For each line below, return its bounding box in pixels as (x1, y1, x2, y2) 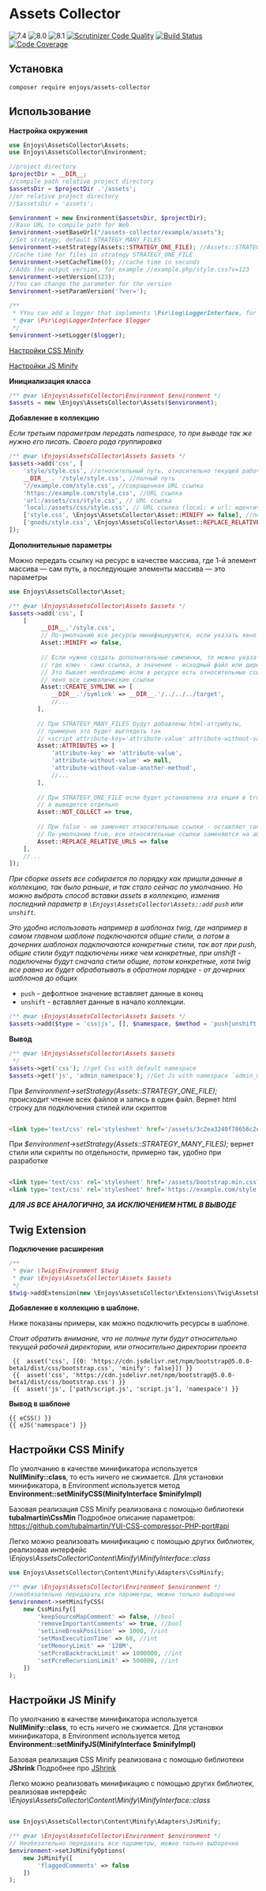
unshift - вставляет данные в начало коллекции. (20, 997, 185, 1006)
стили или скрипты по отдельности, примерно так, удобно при (9, 1147, 222, 1157)
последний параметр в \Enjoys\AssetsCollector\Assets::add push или (9, 900, 243, 909)
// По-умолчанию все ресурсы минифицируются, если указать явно (40, 631, 257, 640)
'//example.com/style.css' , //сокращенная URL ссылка (23, 481, 204, 489)
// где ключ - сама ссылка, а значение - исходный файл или (40, 660, 243, 669)
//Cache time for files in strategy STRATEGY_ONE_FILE (9, 250, 193, 258)
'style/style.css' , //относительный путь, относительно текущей (23, 467, 239, 475)
